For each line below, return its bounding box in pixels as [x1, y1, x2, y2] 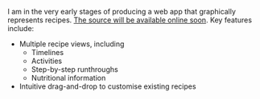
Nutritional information [31, 73, 106, 82]
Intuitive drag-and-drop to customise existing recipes [19, 81, 196, 91]
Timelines [31, 48, 64, 57]
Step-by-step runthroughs [31, 65, 118, 74]
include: [7, 24, 35, 33]
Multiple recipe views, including [19, 39, 125, 49]
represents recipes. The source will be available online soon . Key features [7, 15, 253, 25]
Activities [31, 56, 63, 65]
